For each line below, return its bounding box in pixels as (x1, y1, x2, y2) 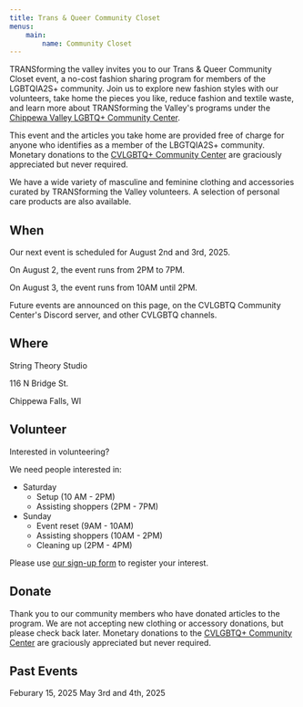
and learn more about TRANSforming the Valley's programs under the (9, 102, 271, 114)
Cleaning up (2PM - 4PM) (35, 539, 133, 550)
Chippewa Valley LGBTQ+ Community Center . (9, 112, 180, 123)
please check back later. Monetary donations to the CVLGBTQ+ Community (9, 627, 293, 639)
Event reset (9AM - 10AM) (35, 520, 135, 531)
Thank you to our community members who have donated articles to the (9, 608, 280, 619)
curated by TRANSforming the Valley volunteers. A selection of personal (9, 186, 280, 197)
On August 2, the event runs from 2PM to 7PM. (9, 265, 185, 276)
